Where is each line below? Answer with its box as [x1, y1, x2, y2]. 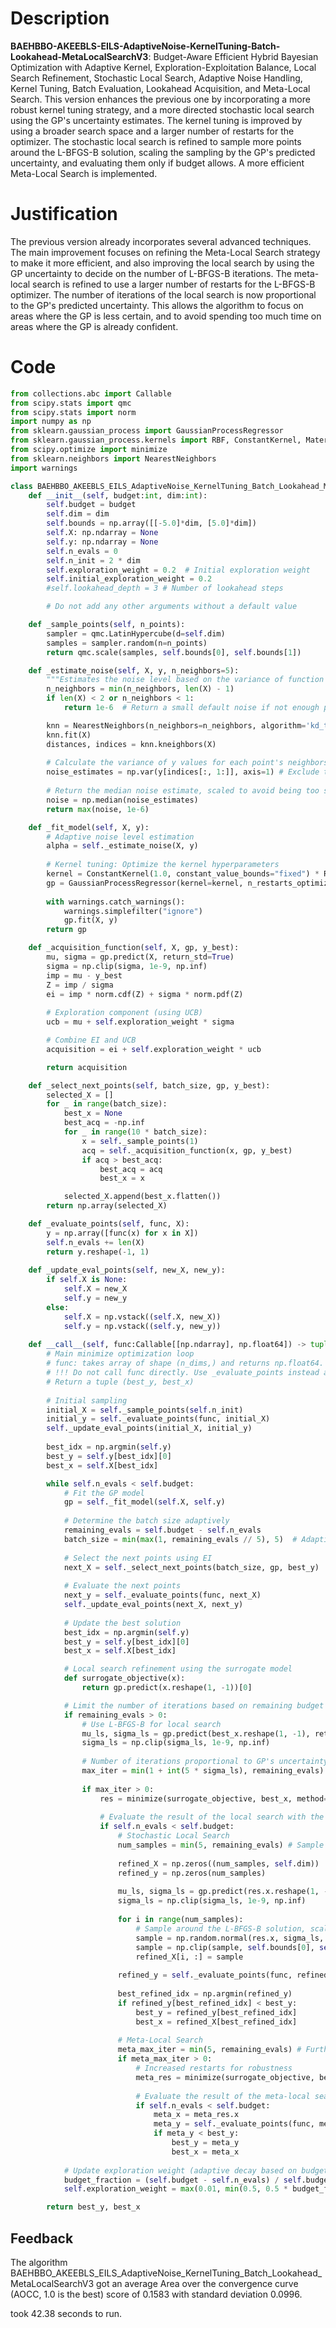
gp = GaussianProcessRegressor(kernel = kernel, [46, 878, 244, 888]
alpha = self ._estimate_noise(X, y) [46, 841, 199, 851]
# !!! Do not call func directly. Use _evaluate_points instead [46, 1368, 320, 1378]
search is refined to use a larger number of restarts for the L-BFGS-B [32, 278, 316, 290]
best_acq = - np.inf [63, 1118, 145, 1128]
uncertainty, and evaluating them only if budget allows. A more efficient [10, 157, 305, 169]
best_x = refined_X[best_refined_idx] [135, 2017, 298, 2027]
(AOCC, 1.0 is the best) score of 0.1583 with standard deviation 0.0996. [10, 2288, 303, 2300]
